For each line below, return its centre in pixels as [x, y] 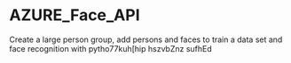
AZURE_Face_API [75, 15]
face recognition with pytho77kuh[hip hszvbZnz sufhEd [111, 48]
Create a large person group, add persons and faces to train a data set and [146, 39]
